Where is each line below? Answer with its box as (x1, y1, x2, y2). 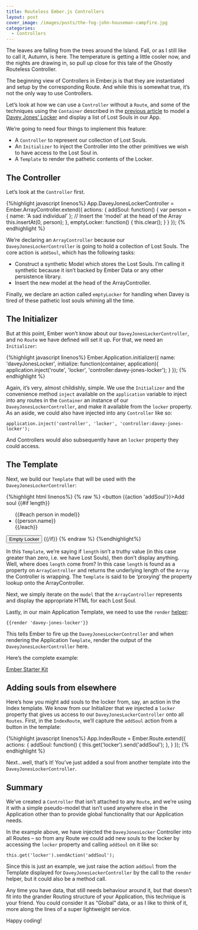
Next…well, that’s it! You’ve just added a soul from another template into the (6, 759, 190, 766)
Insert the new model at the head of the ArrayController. (14, 279, 151, 286)
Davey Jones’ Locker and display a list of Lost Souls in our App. (6, 114, 161, 121)
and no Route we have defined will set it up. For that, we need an (6, 336, 163, 343)
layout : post (6, 14, 38, 20)
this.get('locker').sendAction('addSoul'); (6, 853, 115, 858)
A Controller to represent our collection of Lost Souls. (14, 137, 148, 144)
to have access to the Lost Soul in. (14, 149, 99, 157)
